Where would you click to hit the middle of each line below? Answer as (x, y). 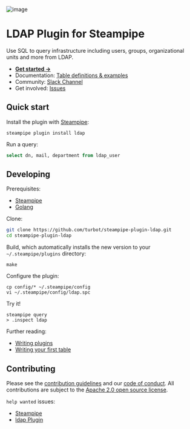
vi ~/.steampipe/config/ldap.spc (48, 292)
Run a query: (22, 144)
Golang (24, 207)
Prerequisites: (24, 189)
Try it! (14, 304)
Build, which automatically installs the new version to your (78, 247)
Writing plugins (34, 343)
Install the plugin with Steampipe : (48, 122)
